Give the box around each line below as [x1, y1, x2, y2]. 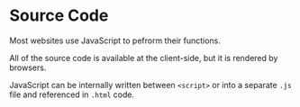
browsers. [9, 62, 47, 73]
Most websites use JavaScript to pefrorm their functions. [9, 35, 221, 46]
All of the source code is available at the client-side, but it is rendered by [9, 52, 278, 63]
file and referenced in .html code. [9, 89, 135, 100]
